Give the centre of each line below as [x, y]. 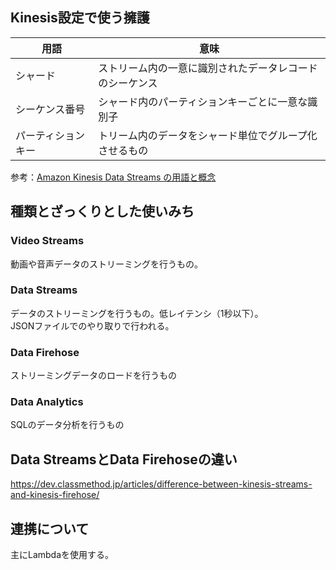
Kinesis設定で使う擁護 [80, 18]
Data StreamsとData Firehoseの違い [124, 459]
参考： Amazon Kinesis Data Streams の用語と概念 [113, 177]
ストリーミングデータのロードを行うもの [93, 375]
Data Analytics [47, 402]
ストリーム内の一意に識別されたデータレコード [208, 68]
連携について [50, 528]
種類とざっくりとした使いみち [102, 211]
